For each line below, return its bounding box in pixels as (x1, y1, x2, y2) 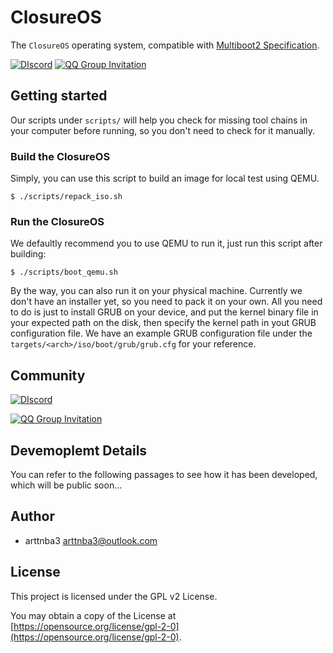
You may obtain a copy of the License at (10, 609, 177, 621)
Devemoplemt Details (10, 442, 148, 459)
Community (10, 367, 86, 384)
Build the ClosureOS (10, 149, 111, 163)
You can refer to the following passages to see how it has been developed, (10, 468, 318, 480)
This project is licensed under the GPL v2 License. (10, 590, 218, 602)
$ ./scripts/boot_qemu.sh (10, 267, 118, 278)
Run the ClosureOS (10, 214, 105, 228)
